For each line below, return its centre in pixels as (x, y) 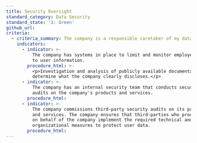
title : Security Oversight (39, 11)
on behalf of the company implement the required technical (107, 120)
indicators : (31, 44)
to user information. (58, 60)
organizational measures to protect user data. (91, 125)
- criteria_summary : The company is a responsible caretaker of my (96, 39)
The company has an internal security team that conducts (104, 88)
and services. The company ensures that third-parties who (106, 114)
